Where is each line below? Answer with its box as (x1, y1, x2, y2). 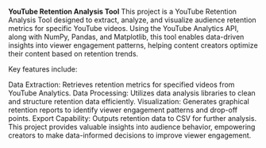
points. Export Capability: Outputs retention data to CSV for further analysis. (8, 114, 256, 123)
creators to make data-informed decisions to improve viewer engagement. (8, 130, 252, 140)
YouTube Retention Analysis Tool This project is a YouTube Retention (8, 7, 237, 16)
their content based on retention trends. (8, 49, 139, 58)
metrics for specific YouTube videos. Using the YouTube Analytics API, (8, 24, 239, 33)
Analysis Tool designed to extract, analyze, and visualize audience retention (8, 15, 256, 25)
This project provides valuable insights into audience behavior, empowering (8, 123, 256, 131)
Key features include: (8, 64, 78, 74)
